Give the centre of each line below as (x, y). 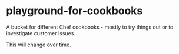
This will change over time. (39, 45)
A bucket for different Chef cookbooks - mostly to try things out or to (90, 27)
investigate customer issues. (41, 33)
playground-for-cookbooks (74, 11)
